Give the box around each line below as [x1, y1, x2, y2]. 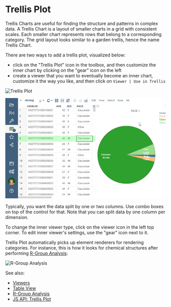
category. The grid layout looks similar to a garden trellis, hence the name [5, 37, 160, 43]
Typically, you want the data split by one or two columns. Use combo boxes [5, 203, 164, 209]
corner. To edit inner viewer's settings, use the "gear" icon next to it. [5, 229, 149, 235]
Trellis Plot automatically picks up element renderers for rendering [5, 239, 144, 245]
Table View [12, 285, 37, 291]
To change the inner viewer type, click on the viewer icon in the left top [5, 224, 154, 230]
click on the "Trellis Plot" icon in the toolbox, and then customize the [12, 62, 156, 68]
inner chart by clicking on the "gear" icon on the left [12, 67, 122, 73]
